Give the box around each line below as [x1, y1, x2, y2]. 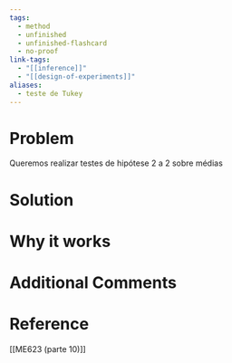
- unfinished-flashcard [17, 38, 107, 48]
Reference [9, 314, 89, 335]
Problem [9, 128, 74, 148]
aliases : [9, 81, 43, 90]
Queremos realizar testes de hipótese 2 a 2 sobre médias [9, 158, 224, 168]
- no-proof [17, 47, 59, 56]
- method [17, 22, 51, 31]
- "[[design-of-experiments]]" [17, 72, 136, 81]
